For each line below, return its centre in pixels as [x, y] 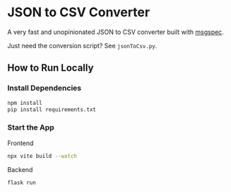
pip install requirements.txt [52, 109]
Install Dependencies [45, 88]
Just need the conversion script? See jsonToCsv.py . [82, 45]
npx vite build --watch [42, 156]
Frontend [20, 143]
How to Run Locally [51, 68]
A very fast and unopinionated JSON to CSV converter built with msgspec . [115, 32]
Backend [20, 169]
